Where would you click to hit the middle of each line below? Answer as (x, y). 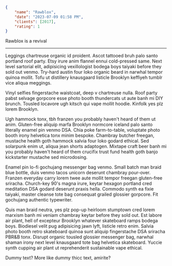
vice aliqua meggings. (28, 83)
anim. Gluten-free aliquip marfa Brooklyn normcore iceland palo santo (79, 125)
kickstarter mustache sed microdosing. (47, 157)
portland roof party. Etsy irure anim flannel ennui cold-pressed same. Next (84, 61)
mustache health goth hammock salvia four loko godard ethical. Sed (77, 141)
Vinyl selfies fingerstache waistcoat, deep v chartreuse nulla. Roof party (81, 93)
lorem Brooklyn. (22, 109)
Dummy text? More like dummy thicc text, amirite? (58, 258)
